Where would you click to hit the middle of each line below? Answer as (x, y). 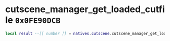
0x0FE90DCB (38, 21)
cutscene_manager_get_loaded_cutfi (85, 9)
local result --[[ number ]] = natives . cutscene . (59, 33)
